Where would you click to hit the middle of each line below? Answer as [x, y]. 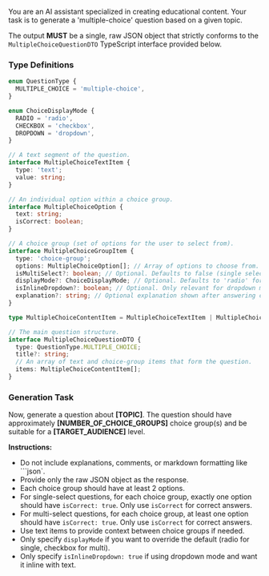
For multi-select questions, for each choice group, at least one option [134, 514]
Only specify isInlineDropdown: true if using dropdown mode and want [139, 557]
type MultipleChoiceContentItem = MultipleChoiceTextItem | [111, 317]
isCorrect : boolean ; [50, 222]
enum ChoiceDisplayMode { [51, 111]
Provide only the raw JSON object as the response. [104, 480]
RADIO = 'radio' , [44, 118]
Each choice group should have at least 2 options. [102, 489]
